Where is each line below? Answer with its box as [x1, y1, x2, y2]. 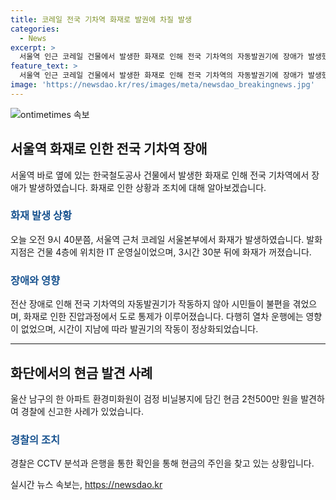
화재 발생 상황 [10, 209, 73, 223]
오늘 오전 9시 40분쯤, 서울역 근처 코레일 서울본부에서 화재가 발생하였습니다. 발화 [10, 233, 323, 245]
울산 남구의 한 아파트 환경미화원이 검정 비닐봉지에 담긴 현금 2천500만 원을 [10, 392, 299, 405]
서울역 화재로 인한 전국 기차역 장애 [10, 141, 208, 158]
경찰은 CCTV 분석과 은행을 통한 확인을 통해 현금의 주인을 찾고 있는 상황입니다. [10, 457, 315, 470]
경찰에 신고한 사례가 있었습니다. [20, 405, 144, 417]
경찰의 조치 [10, 432, 61, 446]
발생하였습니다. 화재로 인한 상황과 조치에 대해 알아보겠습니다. [28, 181, 267, 193]
